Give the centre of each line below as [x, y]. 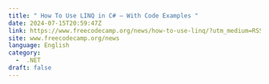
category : [25, 53]
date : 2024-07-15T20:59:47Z [55, 23]
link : [17, 30]
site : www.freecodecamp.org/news [64, 38]
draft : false [30, 68]
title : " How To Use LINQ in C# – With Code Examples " [103, 16]
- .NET [28, 61]
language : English [39, 46]
